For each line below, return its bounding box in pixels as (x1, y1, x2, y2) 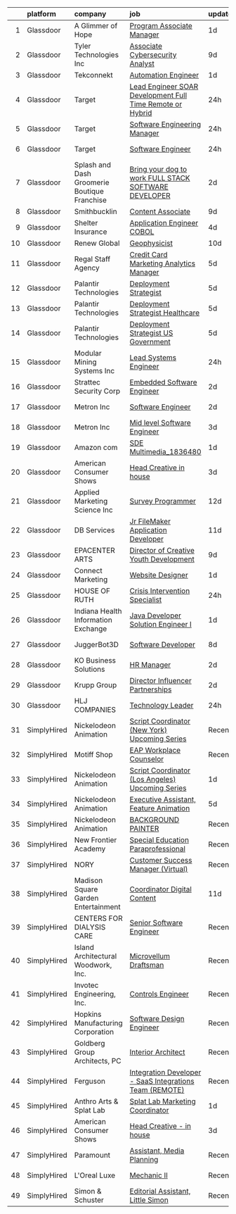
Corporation (74, 1027, 114, 1037)
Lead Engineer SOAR (129, 82, 199, 91)
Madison (74, 876, 103, 885)
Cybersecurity (129, 50, 177, 59)
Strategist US (129, 328, 173, 337)
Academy (74, 844, 106, 853)
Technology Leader (129, 701, 194, 710)
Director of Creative (129, 546, 195, 555)
